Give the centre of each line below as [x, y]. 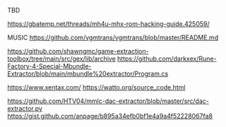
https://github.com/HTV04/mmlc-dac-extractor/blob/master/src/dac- [108, 101]
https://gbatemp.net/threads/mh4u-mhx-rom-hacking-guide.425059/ [108, 24]
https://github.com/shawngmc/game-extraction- [78, 51]
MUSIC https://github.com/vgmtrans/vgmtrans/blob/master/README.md [113, 37]
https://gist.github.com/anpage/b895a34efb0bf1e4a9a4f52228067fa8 [110, 116]
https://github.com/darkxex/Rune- [167, 59]
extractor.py [25, 108]
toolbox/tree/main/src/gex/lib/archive [62, 59]
